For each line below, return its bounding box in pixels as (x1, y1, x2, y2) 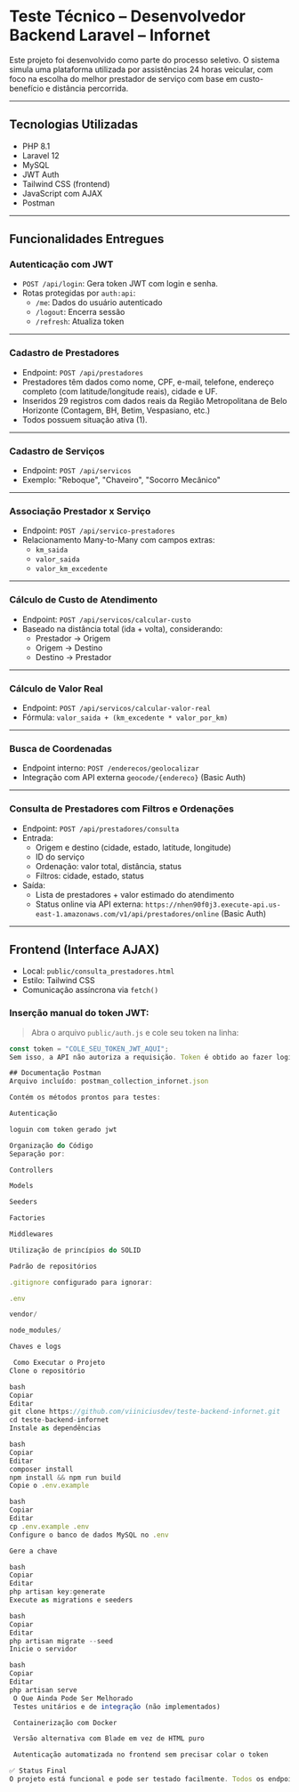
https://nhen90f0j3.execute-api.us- (145, 900, 281, 909)
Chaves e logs (9, 1342, 62, 1352)
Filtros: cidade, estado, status (35, 870, 144, 881)
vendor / (9, 1310, 38, 1319)
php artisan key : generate (9, 1587, 105, 1596)
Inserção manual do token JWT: (9, 1007, 149, 1020)
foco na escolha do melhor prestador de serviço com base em (9, 73, 238, 84)
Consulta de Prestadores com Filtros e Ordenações (9, 803, 234, 815)
